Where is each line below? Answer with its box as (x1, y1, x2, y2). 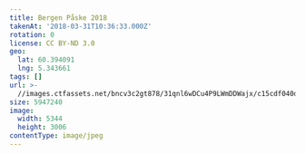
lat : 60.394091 (17, 55, 75, 64)
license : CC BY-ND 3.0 (9, 38, 95, 48)
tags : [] (9, 72, 43, 82)
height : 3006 (17, 123, 67, 132)
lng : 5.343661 (17, 64, 71, 73)
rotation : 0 (9, 30, 54, 39)
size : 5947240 (9, 97, 64, 107)
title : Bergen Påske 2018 (9, 13, 107, 23)
